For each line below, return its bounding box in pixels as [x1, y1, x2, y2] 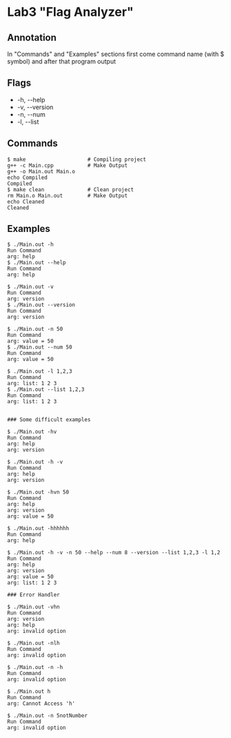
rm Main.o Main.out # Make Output [7, 192, 128, 199]
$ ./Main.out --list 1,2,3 [7, 386, 85, 394]
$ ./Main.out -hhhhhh [7, 525, 70, 532]
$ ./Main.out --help [7, 260, 67, 266]
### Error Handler [7, 592, 60, 599]
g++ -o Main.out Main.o [7, 168, 76, 175]
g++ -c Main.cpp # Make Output [7, 162, 128, 169]
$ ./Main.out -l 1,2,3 [7, 368, 72, 375]
